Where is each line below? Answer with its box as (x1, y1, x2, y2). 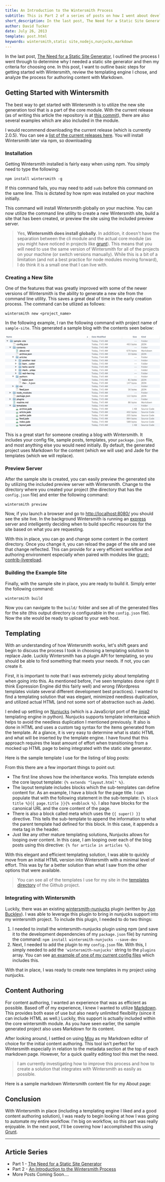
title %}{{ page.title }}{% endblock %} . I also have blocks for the (12, 800, 149, 806)
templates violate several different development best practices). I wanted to (5, 689, 158, 695)
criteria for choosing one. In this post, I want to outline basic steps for (5, 64, 146, 70)
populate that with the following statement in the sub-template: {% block (12, 795, 159, 801)
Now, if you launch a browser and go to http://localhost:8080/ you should (5, 511, 154, 517)
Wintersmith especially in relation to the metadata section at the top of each (5, 1046, 159, 1052)
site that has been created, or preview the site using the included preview (5, 215, 154, 222)
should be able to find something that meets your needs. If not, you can (5, 658, 150, 664)
